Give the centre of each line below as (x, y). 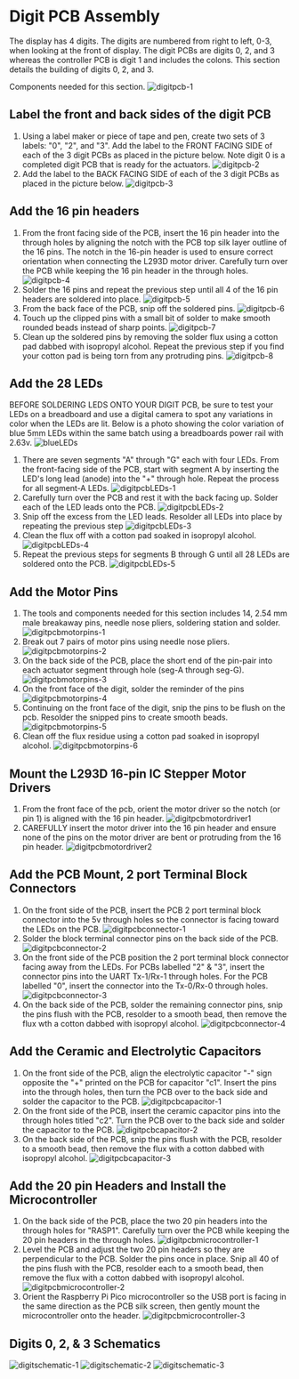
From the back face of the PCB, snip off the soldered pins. (129, 308)
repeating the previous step (73, 526)
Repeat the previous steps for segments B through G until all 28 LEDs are (156, 554)
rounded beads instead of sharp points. (94, 327)
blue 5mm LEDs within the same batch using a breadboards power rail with (146, 433)
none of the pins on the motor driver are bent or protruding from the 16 (152, 837)
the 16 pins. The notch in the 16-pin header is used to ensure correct (148, 252)
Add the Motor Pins (64, 592)
